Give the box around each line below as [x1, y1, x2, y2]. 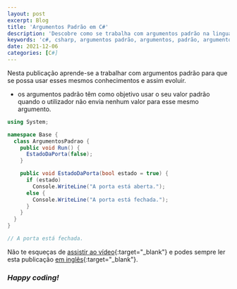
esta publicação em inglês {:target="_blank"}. [7, 255, 138, 264]
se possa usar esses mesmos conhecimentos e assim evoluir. [7, 76, 187, 84]
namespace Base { [7, 131, 59, 138]
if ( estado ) [25, 176, 61, 184]
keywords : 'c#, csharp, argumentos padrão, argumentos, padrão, [7, 37, 200, 44]
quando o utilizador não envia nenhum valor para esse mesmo [17, 97, 199, 105]
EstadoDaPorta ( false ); [25, 150, 93, 158]
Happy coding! [7, 272, 60, 282]
